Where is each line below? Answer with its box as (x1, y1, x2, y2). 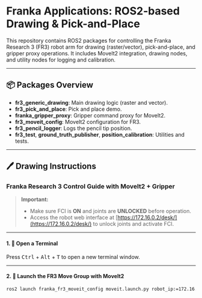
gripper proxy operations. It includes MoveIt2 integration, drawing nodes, (6, 49, 188, 57)
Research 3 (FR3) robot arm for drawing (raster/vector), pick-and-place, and (6, 43, 195, 51)
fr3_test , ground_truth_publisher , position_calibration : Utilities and (14, 131, 185, 138)
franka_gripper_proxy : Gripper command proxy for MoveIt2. (14, 111, 166, 119)
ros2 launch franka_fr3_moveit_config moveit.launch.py (6, 286, 149, 292)
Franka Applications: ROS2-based (6, 4, 180, 18)
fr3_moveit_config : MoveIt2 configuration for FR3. (14, 118, 141, 125)
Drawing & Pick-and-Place (6, 17, 140, 31)
